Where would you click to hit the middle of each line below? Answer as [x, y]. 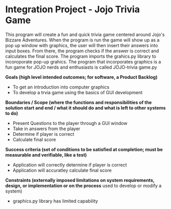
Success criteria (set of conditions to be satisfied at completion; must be [84, 149]
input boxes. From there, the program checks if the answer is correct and [82, 51]
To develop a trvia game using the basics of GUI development [78, 92]
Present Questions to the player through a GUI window [70, 123]
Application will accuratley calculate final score [62, 170]
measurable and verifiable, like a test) [46, 155]
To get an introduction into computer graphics [61, 87]
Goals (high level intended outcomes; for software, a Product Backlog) [81, 77]
